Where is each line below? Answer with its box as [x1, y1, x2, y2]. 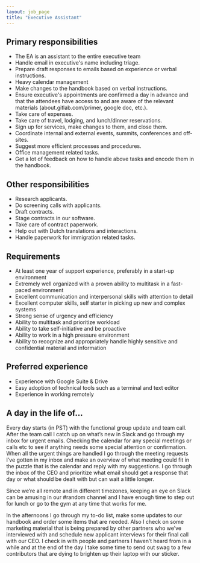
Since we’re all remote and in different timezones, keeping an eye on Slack [6, 487, 191, 494]
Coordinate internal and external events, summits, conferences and [14, 130, 183, 137]
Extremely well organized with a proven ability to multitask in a [14, 280, 170, 287]
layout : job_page [6, 8, 50, 15]
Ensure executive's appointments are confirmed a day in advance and [14, 91, 189, 98]
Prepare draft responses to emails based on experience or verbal [14, 66, 177, 73]
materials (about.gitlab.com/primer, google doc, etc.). [14, 104, 148, 112]
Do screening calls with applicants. [14, 202, 102, 209]
